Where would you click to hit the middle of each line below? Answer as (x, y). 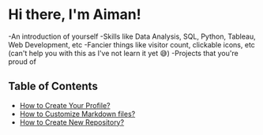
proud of (23, 62)
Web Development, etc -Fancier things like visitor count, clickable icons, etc (131, 44)
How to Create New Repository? (72, 122)
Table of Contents (53, 86)
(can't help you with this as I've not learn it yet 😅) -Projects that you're (123, 53)
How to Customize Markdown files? (77, 114)
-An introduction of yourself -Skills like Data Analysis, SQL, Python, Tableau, (132, 36)
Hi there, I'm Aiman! (75, 15)
